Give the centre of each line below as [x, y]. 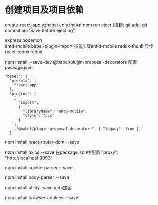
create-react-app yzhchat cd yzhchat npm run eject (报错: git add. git [76, 25]
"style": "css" [39, 115]
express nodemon [24, 40]
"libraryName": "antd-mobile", [55, 111]
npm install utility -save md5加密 [39, 187]
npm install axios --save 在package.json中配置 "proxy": [62, 152]
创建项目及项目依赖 [44, 10]
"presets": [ [23, 81]
